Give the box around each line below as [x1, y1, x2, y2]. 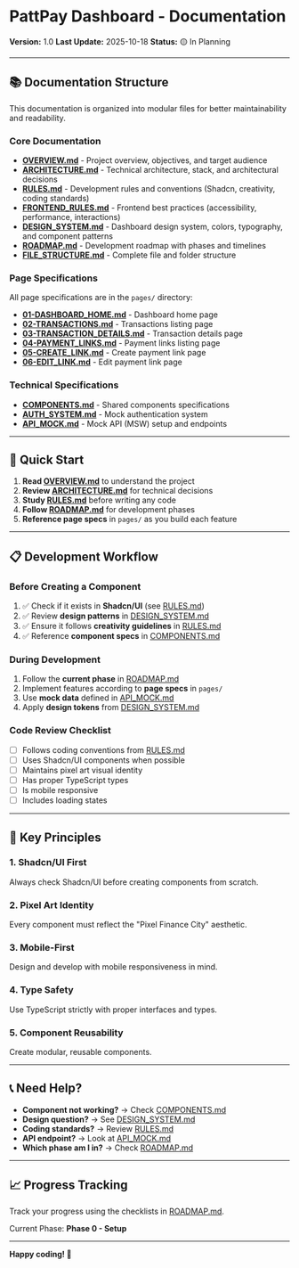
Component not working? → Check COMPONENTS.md [21, 1104, 227, 1115]
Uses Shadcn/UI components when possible [21, 755, 185, 765]
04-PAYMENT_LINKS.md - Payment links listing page [21, 338, 221, 348]
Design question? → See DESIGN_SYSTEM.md [21, 1114, 196, 1125]
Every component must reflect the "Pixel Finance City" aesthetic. [9, 920, 247, 930]
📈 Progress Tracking [9, 1178, 128, 1193]
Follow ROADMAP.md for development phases [21, 504, 196, 515]
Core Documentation [9, 135, 101, 147]
